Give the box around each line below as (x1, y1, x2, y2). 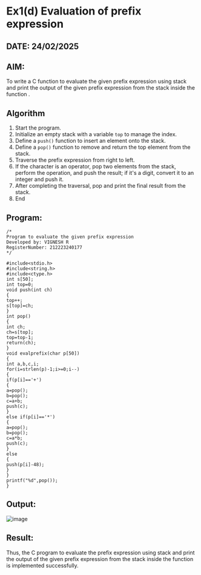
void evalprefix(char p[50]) (6, 350, 80, 356)
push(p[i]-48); (6, 462, 45, 468)
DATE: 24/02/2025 (6, 41, 79, 51)
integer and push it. (15, 176, 64, 183)
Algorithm (6, 108, 45, 119)
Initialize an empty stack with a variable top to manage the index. (15, 131, 177, 138)
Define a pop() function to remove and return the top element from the (15, 143, 191, 151)
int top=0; (6, 281, 34, 288)
